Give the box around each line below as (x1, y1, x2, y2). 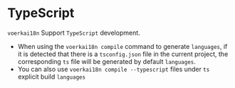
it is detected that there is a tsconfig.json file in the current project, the (17, 50, 229, 58)
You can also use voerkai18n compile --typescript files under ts (17, 65, 210, 73)
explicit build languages (17, 72, 86, 81)
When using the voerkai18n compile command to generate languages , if (17, 42, 228, 50)
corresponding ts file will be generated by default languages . (17, 57, 196, 65)
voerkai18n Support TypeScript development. (7, 28, 140, 37)
